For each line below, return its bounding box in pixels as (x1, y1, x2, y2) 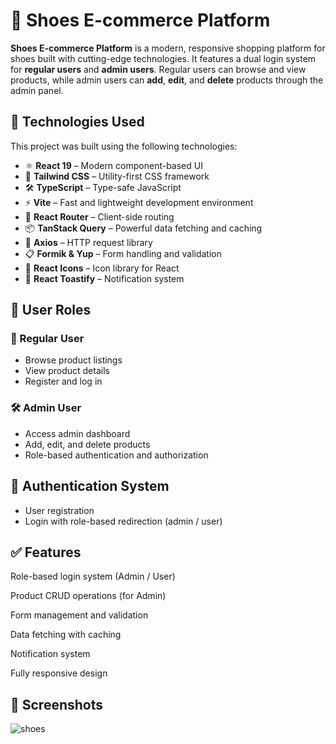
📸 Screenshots (10, 696, 104, 713)
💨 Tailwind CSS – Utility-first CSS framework (24, 170, 210, 182)
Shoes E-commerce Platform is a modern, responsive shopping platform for (10, 42, 326, 54)
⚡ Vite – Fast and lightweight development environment (24, 196, 254, 208)
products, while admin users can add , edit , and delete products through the (10, 74, 324, 86)
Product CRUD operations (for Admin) (10, 590, 167, 602)
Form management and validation (10, 609, 149, 621)
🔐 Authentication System (10, 478, 170, 495)
